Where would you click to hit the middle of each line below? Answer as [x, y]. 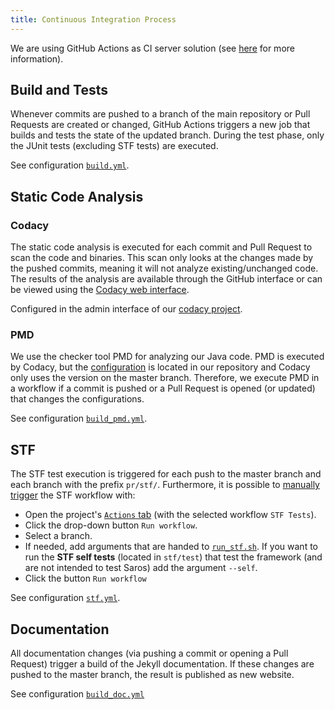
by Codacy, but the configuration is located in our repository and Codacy [160, 367]
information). [37, 58]
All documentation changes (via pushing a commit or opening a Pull [149, 653]
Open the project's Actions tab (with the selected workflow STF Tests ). [170, 515]
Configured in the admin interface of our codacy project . [126, 309]
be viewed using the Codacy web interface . [100, 290]
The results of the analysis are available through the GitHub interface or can [166, 279]
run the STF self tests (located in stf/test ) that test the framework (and [173, 557]
